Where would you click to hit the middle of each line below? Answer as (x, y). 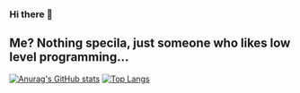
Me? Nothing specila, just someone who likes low (150, 43)
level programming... (69, 57)
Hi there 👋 (31, 14)
